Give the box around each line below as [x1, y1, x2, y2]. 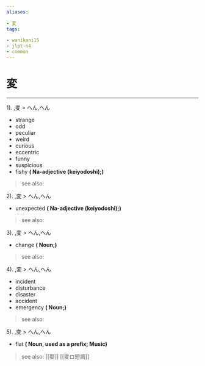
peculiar [15, 129, 36, 136]
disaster [15, 290, 36, 298]
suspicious [15, 161, 43, 168]
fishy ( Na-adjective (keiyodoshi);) [15, 168, 104, 175]
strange [15, 116, 35, 123]
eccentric [15, 148, 40, 156]
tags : [6, 26, 20, 32]
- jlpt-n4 [6, 43, 32, 49]
